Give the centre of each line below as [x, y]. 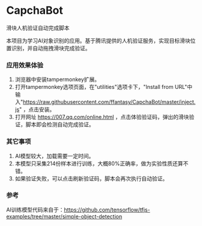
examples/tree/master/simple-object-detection [64, 216]
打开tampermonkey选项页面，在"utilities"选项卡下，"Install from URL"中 [104, 87]
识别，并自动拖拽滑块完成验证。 [51, 48]
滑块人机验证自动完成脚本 [38, 28]
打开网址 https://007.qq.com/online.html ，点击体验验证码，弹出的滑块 [102, 117]
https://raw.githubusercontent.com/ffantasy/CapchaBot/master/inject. [109, 102]
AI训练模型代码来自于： [35, 209]
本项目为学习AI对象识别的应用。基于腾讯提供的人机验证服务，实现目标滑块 [98, 40]
